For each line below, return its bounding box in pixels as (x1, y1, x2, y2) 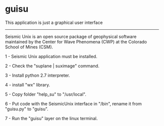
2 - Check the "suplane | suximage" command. (5, 63, 100, 69)
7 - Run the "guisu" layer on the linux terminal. (5, 115, 98, 121)
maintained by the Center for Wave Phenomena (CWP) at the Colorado (5, 39, 147, 44)
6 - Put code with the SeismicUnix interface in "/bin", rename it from (5, 101, 142, 106)
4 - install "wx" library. (5, 82, 50, 87)
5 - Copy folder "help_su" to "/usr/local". (5, 91, 86, 97)
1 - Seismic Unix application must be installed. (5, 53, 98, 59)
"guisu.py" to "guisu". (5, 106, 49, 112)
